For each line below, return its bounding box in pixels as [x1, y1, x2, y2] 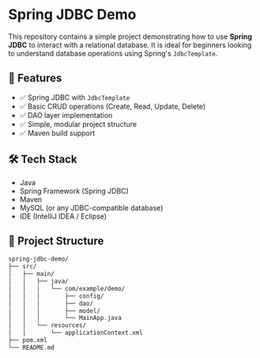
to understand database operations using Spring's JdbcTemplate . [8, 48, 218, 58]
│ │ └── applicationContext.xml [8, 329, 144, 337]
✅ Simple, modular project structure [19, 119, 137, 128]
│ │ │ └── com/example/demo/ [8, 284, 126, 292]
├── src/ [8, 263, 37, 271]
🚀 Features [8, 71, 62, 85]
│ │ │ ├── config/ [8, 291, 104, 300]
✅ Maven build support [19, 128, 96, 138]
